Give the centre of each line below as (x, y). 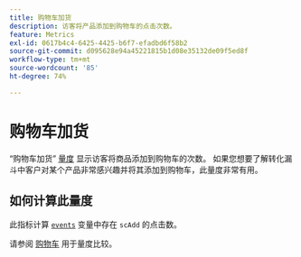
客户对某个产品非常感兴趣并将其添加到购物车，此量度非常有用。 (144, 170)
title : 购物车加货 (41, 18)
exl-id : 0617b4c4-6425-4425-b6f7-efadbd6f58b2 (99, 43)
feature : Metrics (42, 34)
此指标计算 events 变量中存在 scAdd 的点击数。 (96, 224)
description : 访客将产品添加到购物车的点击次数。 (93, 26)
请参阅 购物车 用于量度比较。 (63, 243)
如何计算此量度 (51, 201)
